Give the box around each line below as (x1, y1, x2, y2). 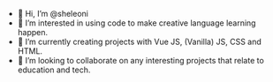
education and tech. (17, 64, 91, 75)
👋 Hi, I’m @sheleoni (17, 9, 88, 19)
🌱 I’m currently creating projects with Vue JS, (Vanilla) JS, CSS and (17, 36, 262, 47)
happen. (17, 27, 49, 37)
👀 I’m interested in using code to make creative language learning (17, 18, 256, 28)
